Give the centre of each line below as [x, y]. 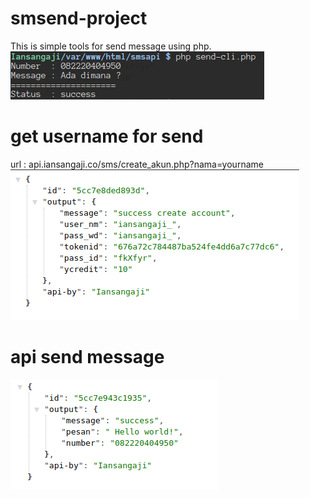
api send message [87, 357]
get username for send [107, 136]
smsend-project [79, 18]
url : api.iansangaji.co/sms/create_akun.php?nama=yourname [137, 164]
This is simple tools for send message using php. [111, 46]
